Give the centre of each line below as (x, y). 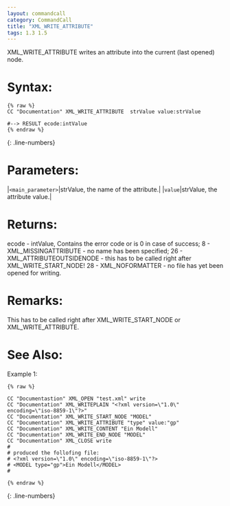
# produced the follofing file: (53, 453)
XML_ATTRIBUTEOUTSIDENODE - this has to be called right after (99, 258)
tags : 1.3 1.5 (27, 33)
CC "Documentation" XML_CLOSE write (59, 441)
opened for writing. (34, 273)
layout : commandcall (37, 13)
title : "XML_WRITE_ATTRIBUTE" (50, 26)
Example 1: (22, 374)
